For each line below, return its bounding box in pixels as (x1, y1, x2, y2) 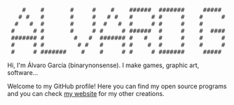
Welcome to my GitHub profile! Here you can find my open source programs (7, 82, 227, 90)
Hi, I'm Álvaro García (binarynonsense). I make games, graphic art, (7, 61, 200, 69)
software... (7, 69, 39, 76)
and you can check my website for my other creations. (7, 90, 165, 97)
